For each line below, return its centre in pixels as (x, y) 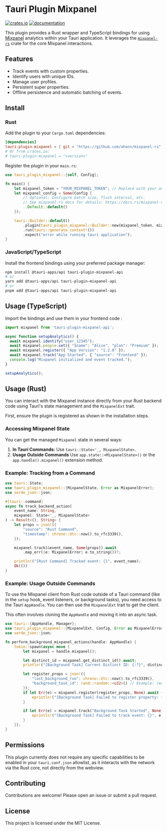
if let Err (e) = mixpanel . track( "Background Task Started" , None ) (93, 711)
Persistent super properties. (41, 87)
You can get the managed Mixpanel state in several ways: (64, 439)
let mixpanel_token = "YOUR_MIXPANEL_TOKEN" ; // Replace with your (85, 188)
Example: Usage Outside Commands (50, 583)
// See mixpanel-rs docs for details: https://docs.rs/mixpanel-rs (94, 203)
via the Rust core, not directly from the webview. (55, 768)
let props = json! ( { (35, 525)
